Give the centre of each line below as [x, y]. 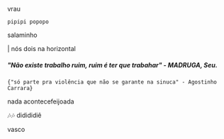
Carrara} [20, 88]
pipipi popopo [28, 22]
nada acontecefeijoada [41, 101]
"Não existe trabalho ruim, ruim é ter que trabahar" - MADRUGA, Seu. [112, 65]
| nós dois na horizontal [41, 49]
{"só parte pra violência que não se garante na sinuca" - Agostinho [112, 82]
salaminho [22, 35]
